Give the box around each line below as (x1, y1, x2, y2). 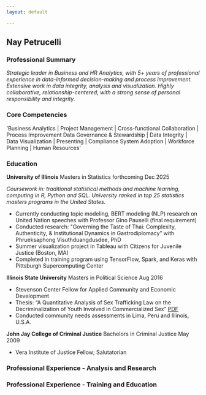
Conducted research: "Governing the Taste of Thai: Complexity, (15, 223, 177, 230)
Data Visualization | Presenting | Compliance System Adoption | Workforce (6, 137, 195, 145)
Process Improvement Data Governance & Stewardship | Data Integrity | (6, 131, 188, 138)
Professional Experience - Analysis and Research (6, 364, 156, 372)
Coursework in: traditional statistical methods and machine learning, (6, 185, 180, 192)
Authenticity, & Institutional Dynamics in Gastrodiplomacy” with (15, 229, 175, 236)
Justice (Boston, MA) (15, 249, 69, 256)
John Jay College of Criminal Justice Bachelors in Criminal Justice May (6, 330, 189, 337)
